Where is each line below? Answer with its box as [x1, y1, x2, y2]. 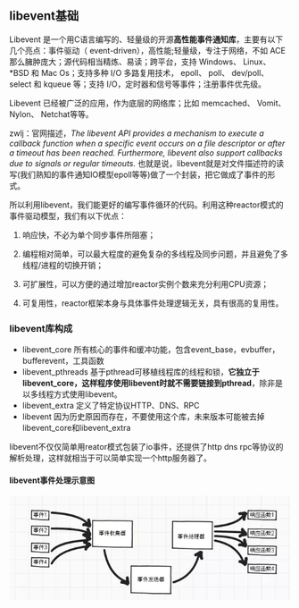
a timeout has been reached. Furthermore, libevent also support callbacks [9, 147, 283, 158]
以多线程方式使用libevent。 [21, 389, 122, 400]
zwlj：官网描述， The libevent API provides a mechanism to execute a [9, 128, 265, 139]
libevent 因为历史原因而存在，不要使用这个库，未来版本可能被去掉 [21, 411, 265, 422]
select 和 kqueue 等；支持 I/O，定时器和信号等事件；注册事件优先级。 [9, 79, 266, 89]
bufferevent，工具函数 [21, 356, 104, 367]
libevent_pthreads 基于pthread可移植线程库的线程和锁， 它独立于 [21, 367, 261, 377]
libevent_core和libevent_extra [21, 423, 131, 434]
